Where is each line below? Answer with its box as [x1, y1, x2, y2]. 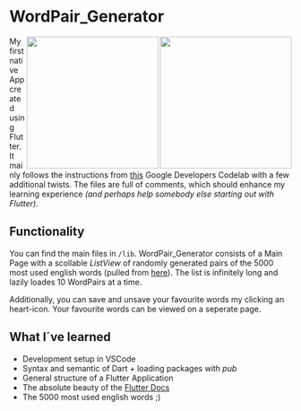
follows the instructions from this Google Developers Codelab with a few [21, 169, 289, 180]
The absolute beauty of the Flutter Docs [21, 381, 170, 392]
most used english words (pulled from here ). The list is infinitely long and [9, 267, 279, 277]
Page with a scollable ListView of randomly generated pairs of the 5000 [9, 258, 274, 268]
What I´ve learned [9, 329, 112, 345]
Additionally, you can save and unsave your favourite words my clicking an [9, 293, 285, 304]
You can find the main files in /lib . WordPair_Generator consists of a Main [9, 248, 283, 258]
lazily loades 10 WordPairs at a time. [9, 276, 142, 287]
